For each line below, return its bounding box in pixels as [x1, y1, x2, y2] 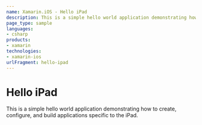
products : [6, 37, 31, 43]
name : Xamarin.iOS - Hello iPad [6, 8, 87, 15]
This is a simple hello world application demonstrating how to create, [6, 105, 177, 112]
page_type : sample [6, 20, 52, 26]
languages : [6, 25, 34, 32]
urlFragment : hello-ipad [6, 59, 69, 65]
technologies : [6, 48, 42, 54]
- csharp [6, 31, 28, 37]
